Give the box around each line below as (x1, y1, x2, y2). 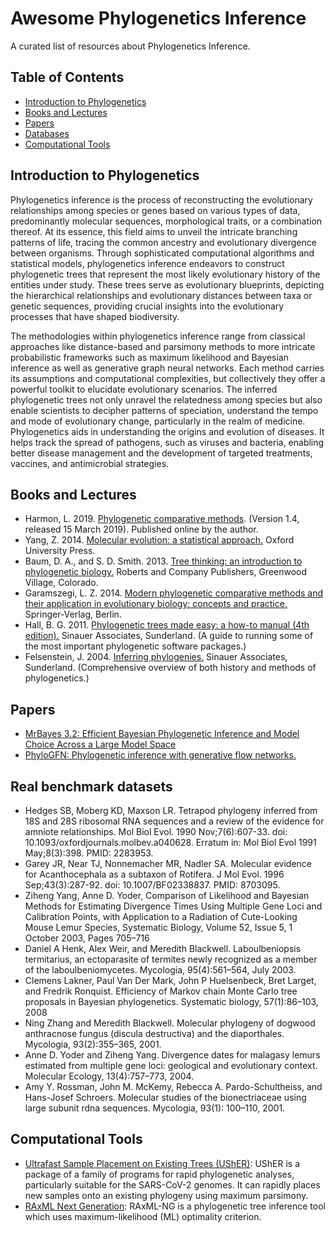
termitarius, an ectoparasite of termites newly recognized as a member (24, 953, 318, 965)
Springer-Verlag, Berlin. (24, 608, 122, 621)
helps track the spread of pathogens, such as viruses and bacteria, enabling (10, 436, 325, 448)
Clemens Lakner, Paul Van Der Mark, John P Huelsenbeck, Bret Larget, (24, 975, 317, 986)
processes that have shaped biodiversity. (10, 310, 180, 322)
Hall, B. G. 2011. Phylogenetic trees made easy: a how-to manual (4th (24, 619, 310, 631)
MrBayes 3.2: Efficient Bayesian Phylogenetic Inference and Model (24, 728, 300, 740)
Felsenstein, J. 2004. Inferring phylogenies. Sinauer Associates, (24, 651, 288, 663)
